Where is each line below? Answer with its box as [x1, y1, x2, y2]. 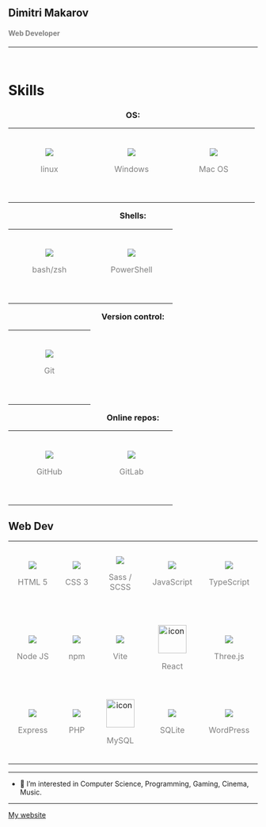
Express [17, 725, 48, 736]
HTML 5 [17, 576, 48, 587]
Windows [114, 163, 149, 174]
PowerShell [110, 265, 153, 276]
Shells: [119, 210, 147, 221]
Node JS [17, 650, 49, 661]
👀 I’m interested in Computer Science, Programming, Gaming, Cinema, [19, 779, 249, 789]
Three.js [213, 650, 245, 661]
